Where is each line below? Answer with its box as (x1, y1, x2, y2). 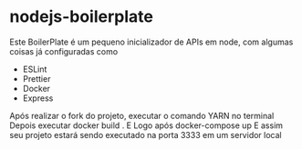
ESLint (22, 64, 47, 74)
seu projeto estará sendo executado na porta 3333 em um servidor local (9, 129, 282, 140)
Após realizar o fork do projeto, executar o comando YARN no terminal (9, 110, 275, 121)
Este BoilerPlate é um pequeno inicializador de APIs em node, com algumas (9, 36, 294, 47)
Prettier (22, 73, 51, 84)
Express (22, 93, 54, 104)
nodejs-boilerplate (9, 6, 153, 27)
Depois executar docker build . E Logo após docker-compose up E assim (9, 120, 284, 131)
